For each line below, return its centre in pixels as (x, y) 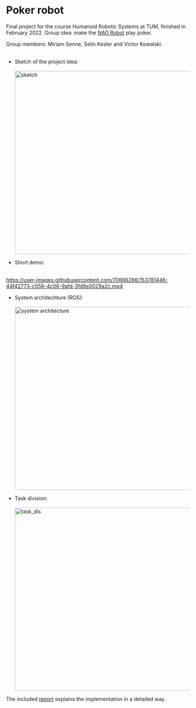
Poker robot (35, 10)
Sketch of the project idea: (46, 62)
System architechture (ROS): (49, 297)
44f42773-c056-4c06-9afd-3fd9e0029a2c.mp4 (65, 286)
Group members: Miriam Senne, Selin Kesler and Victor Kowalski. (84, 44)
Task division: (31, 498)
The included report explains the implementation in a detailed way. (86, 699)
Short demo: (29, 262)
